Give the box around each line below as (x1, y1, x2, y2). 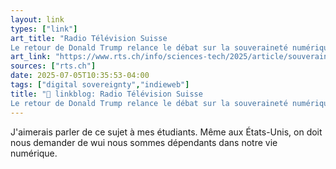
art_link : (10, 52, 52, 62)
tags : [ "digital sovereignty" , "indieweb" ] (10, 80, 190, 90)
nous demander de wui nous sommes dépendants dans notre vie (10, 136, 278, 148)
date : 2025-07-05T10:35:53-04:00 (10, 71, 150, 81)
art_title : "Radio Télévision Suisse (10, 33, 168, 43)
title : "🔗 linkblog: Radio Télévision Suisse (10, 89, 203, 99)
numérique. (10, 147, 58, 159)
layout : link (10, 14, 65, 25)
